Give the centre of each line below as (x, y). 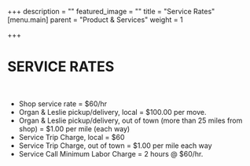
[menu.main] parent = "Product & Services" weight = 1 (95, 20)
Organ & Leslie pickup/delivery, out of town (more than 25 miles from (131, 120)
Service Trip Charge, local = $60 (72, 137)
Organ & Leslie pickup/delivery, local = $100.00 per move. (112, 112)
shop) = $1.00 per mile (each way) (74, 128)
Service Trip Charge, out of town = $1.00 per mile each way (116, 146)
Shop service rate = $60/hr (63, 103)
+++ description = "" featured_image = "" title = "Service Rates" (111, 11)
